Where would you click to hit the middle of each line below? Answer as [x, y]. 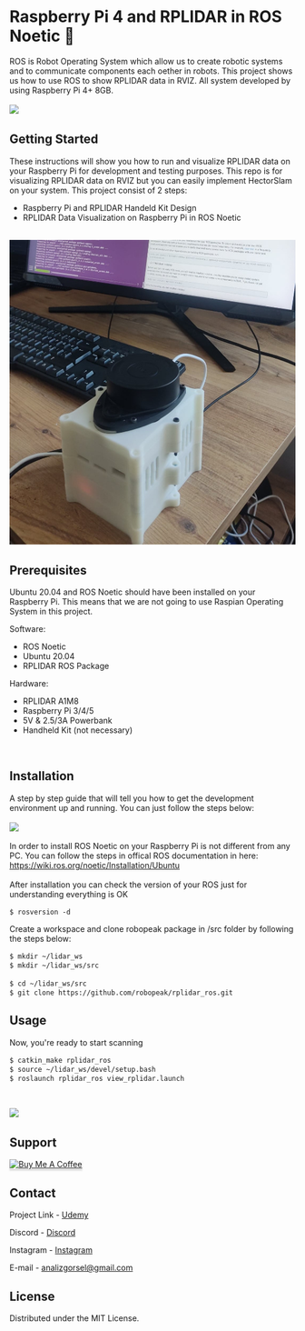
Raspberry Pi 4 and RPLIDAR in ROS [146, 17]
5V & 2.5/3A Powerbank [68, 721]
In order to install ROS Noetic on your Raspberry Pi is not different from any [150, 846]
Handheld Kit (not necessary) [78, 730]
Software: [28, 629]
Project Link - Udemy [49, 1215]
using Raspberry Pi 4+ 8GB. [61, 90]
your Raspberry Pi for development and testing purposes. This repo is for [146, 171]
